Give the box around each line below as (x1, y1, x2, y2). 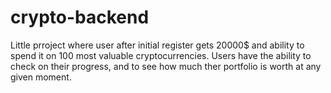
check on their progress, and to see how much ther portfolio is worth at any (10, 60, 322, 72)
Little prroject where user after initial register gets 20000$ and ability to (10, 39, 305, 51)
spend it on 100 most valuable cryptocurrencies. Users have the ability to (10, 49, 312, 61)
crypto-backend (10, 6, 150, 29)
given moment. (10, 71, 72, 83)
